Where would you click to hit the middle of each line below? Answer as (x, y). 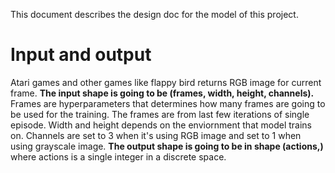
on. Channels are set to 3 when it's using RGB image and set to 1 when (156, 135)
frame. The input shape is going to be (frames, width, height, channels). (162, 93)
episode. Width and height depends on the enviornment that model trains (161, 125)
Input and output (81, 55)
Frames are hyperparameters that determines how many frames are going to (168, 103)
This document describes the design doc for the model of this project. (154, 14)
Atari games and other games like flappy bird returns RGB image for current (166, 82)
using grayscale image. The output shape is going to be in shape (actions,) (167, 146)
